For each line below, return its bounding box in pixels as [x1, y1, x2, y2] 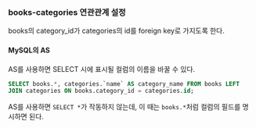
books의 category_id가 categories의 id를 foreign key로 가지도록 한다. [8, 26, 225, 36]
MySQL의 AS [8, 45, 51, 55]
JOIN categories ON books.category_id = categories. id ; [8, 87, 194, 95]
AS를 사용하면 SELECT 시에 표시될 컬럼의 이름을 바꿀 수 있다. [8, 64, 196, 73]
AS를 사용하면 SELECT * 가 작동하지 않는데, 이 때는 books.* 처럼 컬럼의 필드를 [8, 102, 241, 112]
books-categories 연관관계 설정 [8, 6, 127, 17]
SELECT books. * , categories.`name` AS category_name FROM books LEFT [8, 80, 240, 87]
